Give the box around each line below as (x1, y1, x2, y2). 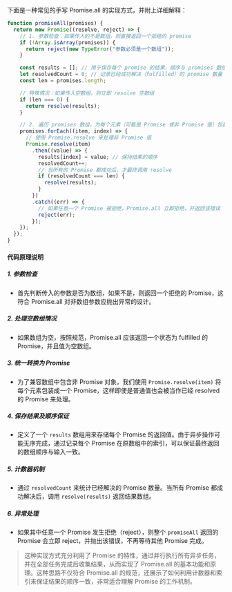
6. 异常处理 (7, 510, 39, 518)
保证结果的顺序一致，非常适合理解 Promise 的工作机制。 (36, 577, 197, 586)
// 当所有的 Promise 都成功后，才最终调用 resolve (37, 166, 173, 173)
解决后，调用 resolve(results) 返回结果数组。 (23, 493, 155, 501)
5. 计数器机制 (7, 465, 45, 473)
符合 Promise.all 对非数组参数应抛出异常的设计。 (17, 297, 155, 305)
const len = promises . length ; (19, 77, 107, 84)
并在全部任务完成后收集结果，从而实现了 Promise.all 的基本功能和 (23, 560, 211, 569)
